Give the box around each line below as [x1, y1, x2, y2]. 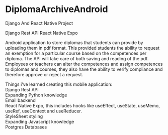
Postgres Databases [5, 124, 47, 130]
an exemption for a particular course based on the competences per [5, 50, 147, 56]
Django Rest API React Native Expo [5, 30, 78, 36]
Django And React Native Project [5, 20, 73, 26]
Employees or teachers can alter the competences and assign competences [5, 61, 163, 67]
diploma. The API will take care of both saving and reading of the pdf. [5, 55, 149, 61]
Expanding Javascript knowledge [5, 118, 74, 124]
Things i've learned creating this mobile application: [5, 81, 113, 87]
